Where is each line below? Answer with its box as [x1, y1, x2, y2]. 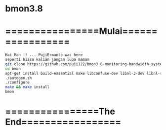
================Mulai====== [5, 26, 158, 37]
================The [5, 106, 115, 117]
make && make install [5, 85, 50, 89]
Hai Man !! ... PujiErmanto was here [5, 52, 83, 57]
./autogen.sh [5, 75, 32, 81]
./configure [5, 80, 30, 85]
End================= [5, 117, 122, 128]
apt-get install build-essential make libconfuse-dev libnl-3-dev [5, 71, 145, 76]
